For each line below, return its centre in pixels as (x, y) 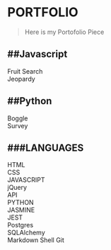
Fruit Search (25, 71)
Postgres (21, 225)
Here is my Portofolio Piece (64, 32)
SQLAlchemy (27, 233)
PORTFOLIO (43, 12)
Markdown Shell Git (36, 240)
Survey (18, 125)
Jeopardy (21, 79)
